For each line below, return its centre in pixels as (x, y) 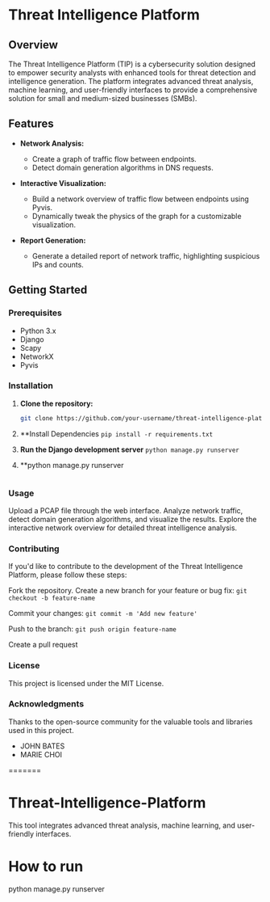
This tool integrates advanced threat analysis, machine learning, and (122, 825)
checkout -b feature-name (52, 599)
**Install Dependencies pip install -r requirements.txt (116, 433)
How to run (46, 866)
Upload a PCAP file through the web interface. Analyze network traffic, (126, 510)
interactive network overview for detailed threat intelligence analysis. (123, 528)
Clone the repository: (56, 403)
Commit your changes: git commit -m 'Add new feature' (103, 613)
